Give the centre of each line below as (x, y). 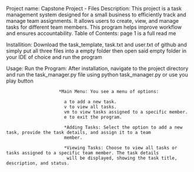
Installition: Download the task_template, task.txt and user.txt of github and (96, 44)
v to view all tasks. (90, 107)
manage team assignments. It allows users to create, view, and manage (93, 21)
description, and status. (38, 163)
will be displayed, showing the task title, (122, 158)
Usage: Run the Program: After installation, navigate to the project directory (97, 68)
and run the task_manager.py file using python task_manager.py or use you (97, 75)
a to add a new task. (90, 102)
